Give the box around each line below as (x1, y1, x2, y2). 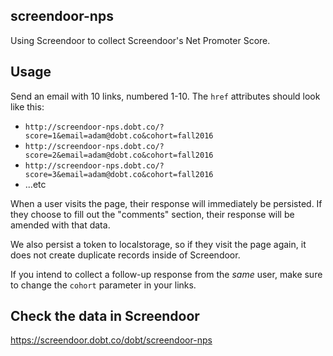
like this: (10, 100, 45, 113)
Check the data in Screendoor (10, 308, 200, 325)
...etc (24, 178, 47, 190)
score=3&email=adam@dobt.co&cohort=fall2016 (24, 169, 214, 179)
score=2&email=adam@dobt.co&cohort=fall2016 (24, 150, 214, 160)
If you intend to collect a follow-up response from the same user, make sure (10, 268, 323, 280)
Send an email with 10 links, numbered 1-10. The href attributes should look (10, 90, 321, 102)
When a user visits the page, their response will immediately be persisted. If (10, 197, 323, 209)
